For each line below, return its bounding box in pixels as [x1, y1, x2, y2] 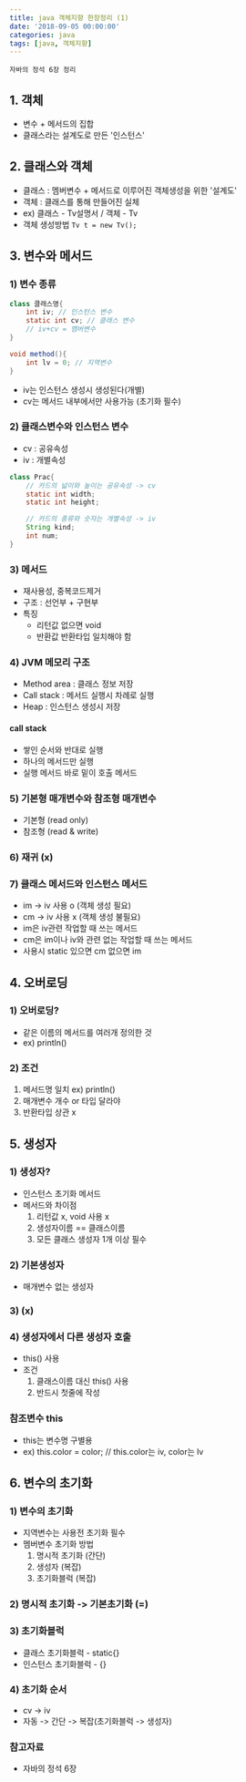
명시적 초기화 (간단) [36, 1550, 107, 1561]
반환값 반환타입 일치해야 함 [36, 631, 132, 643]
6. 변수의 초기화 [9, 1476, 93, 1491]
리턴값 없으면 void [36, 620, 102, 631]
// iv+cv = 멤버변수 [26, 324, 97, 334]
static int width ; [26, 489, 96, 499]
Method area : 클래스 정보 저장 [22, 678, 134, 689]
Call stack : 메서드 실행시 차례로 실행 [22, 690, 155, 701]
